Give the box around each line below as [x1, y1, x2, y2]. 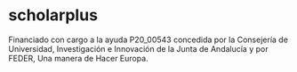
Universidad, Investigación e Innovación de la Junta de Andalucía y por [8, 43, 269, 54]
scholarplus [8, 5, 99, 25]
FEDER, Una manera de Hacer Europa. [8, 53, 148, 63]
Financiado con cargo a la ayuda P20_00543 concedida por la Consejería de [8, 34, 288, 45]
